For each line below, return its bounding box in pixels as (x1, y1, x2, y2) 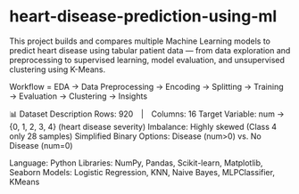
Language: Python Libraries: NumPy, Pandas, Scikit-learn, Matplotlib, (9, 158, 263, 168)
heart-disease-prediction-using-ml (9, 6, 278, 27)
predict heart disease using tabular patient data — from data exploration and (9, 44, 291, 55)
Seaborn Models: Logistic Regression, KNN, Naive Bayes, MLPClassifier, (9, 166, 275, 177)
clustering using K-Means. (9, 64, 105, 75)
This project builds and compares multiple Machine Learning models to (9, 36, 270, 46)
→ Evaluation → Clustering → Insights (9, 91, 148, 101)
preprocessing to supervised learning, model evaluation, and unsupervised (9, 54, 286, 65)
